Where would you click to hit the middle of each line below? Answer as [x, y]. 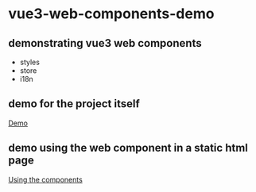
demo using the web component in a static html [128, 148]
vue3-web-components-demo [111, 14]
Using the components [46, 179]
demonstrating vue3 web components [105, 43]
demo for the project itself [74, 104]
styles [29, 62]
